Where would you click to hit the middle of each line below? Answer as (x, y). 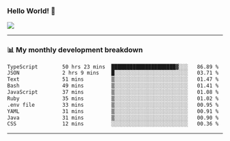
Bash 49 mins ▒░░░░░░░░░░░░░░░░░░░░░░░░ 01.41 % (113, 86)
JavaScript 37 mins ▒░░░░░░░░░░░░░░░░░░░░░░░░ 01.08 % (113, 92)
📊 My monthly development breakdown (75, 50)
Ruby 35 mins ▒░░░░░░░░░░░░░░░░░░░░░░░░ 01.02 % (113, 99)
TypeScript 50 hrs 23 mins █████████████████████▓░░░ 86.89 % (113, 67)
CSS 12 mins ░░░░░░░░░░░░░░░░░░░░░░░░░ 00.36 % (113, 124)
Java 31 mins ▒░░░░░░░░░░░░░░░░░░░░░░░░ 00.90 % (113, 118)
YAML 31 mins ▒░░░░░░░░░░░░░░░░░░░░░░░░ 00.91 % (113, 111)
